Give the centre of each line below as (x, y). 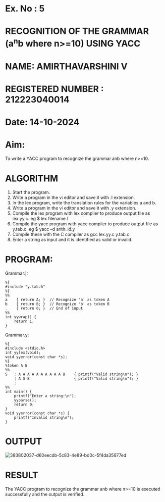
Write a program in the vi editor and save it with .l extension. (74, 198)
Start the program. (31, 192)
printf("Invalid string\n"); (44, 418)
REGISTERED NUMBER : (55, 89)
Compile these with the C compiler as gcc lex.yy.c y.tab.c (71, 234)
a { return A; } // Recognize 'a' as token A (57, 300)
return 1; (24, 322)
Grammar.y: (17, 335)
